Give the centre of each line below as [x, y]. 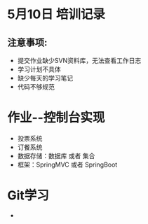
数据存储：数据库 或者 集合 [56, 155]
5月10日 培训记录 [56, 14]
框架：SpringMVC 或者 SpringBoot [67, 164]
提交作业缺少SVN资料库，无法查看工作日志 [79, 61]
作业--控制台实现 [56, 118]
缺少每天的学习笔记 [45, 78]
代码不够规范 [36, 87]
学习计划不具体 [39, 69]
